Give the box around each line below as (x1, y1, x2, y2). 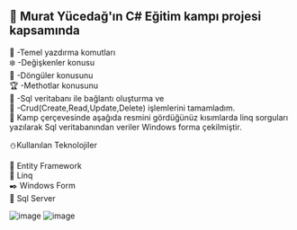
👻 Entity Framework (9, 160, 83, 171)
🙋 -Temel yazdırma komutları (9, 47, 116, 57)
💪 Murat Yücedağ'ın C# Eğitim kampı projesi (9, 9, 262, 24)
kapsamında (9, 23, 80, 39)
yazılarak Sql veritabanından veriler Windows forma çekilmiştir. (9, 121, 242, 132)
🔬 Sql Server (9, 192, 56, 203)
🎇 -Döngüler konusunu (9, 69, 94, 81)
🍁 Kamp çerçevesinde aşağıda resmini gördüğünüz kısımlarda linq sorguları (9, 111, 289, 122)
